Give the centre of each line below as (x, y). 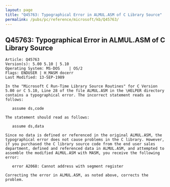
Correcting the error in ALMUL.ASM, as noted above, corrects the (77, 175)
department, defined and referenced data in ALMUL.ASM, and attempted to (85, 149)
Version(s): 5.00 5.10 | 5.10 (37, 64)
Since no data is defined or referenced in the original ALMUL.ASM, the (84, 135)
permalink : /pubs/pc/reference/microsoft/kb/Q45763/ (62, 19)
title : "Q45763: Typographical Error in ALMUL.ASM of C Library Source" (84, 15)
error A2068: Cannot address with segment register (68, 166)
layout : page (19, 10)
